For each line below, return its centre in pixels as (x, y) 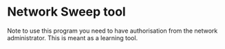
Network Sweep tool (66, 12)
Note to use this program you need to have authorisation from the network (112, 31)
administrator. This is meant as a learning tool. (73, 37)
